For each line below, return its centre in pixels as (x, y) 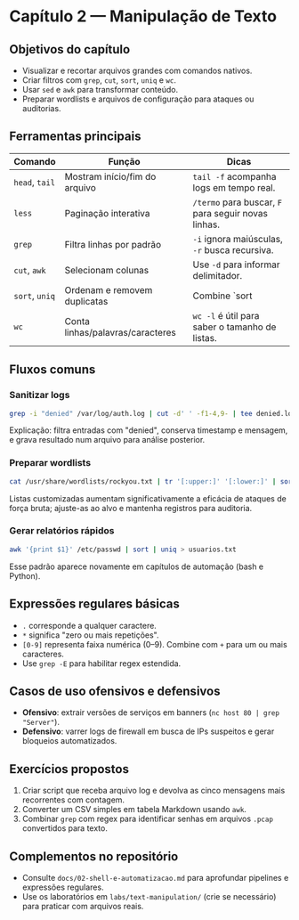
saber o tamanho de (234, 327)
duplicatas (86, 301)
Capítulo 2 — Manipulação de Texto (143, 16)
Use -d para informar (236, 265)
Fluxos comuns (53, 370)
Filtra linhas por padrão (113, 244)
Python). (25, 575)
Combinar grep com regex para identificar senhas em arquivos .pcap (148, 819)
